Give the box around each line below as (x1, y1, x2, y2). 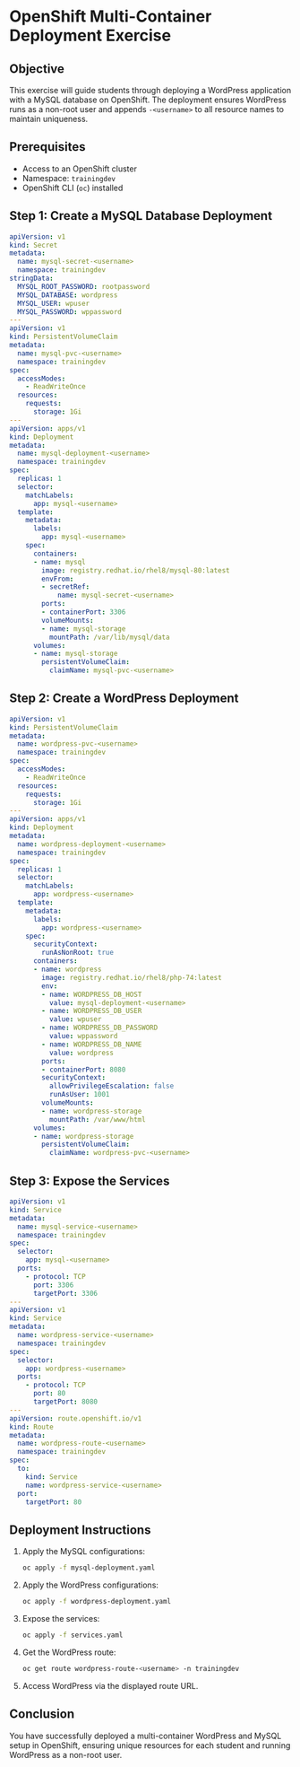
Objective (9, 61, 65, 76)
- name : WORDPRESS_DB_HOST (41, 990, 142, 999)
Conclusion (9, 1707, 75, 1722)
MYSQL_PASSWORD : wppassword (17, 307, 123, 316)
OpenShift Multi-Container (9, 6, 212, 27)
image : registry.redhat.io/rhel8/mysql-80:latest (41, 565, 230, 575)
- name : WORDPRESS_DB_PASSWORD (41, 1023, 159, 1033)
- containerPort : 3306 (41, 608, 126, 617)
